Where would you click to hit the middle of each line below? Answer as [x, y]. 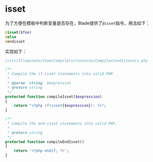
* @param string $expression [39, 83]
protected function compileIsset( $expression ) [53, 97]
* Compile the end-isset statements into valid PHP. [62, 124]
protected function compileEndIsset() [45, 142]
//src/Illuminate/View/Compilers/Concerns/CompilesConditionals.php [76, 61]
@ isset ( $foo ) [18, 32]
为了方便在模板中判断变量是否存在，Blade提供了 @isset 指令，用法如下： [78, 23]
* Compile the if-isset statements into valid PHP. [61, 74]
